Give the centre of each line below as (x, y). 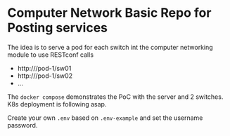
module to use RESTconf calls (50, 55)
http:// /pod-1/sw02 (45, 76)
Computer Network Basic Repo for (109, 13)
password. (23, 125)
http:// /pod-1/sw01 (44, 68)
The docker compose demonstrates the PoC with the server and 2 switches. (115, 97)
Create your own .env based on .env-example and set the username (105, 118)
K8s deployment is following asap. (57, 104)
